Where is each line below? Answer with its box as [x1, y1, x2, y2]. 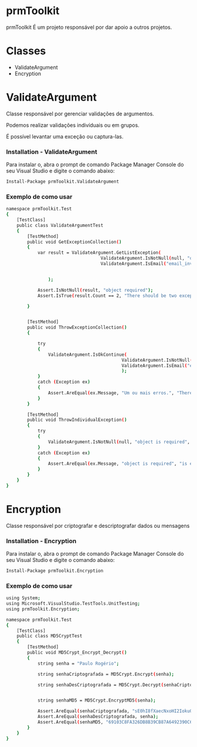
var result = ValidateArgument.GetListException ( [37, 250, 161, 256]
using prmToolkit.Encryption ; [6, 606, 80, 612]
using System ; [6, 595, 41, 601]
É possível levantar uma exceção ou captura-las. [6, 133, 124, 140]
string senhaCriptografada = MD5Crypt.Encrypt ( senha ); [37, 671, 175, 677]
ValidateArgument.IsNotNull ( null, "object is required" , [47, 439, 191, 445]
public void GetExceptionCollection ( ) [27, 239, 122, 245]
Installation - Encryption [6, 537, 77, 545]
